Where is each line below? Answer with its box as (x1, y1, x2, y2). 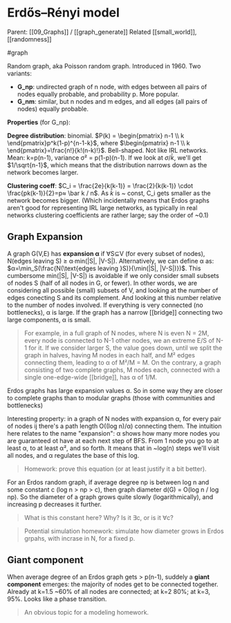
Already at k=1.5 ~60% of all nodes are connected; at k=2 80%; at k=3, (7, 587, 211, 595)
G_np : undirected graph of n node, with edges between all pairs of (17, 82, 207, 91)
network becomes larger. (7, 168, 79, 176)
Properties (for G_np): (7, 118, 71, 126)
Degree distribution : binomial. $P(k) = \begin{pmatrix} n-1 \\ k (7, 131, 185, 140)
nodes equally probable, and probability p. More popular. (17, 90, 180, 98)
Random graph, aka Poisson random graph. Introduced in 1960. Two (7, 62, 201, 70)
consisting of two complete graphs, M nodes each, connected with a (24, 365, 220, 374)
